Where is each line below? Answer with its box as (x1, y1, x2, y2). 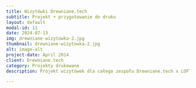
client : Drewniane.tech (6, 57, 64, 63)
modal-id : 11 (6, 24, 38, 31)
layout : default (6, 19, 45, 25)
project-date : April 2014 (6, 52, 69, 58)
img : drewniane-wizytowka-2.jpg (6, 36, 85, 41)
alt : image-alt (6, 47, 43, 52)
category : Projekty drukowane (6, 62, 80, 69)
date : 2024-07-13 (6, 30, 48, 36)
